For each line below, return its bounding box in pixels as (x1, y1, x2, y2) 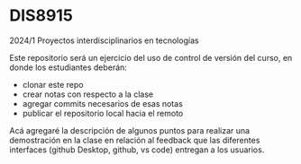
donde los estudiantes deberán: (9, 62, 128, 73)
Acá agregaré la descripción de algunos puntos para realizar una (9, 125, 251, 135)
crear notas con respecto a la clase (22, 89, 154, 99)
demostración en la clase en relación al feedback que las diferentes (9, 134, 260, 145)
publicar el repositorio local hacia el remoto (22, 108, 184, 118)
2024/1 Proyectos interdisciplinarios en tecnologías (9, 35, 200, 46)
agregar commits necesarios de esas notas (22, 98, 183, 108)
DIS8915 (9, 5, 74, 26)
